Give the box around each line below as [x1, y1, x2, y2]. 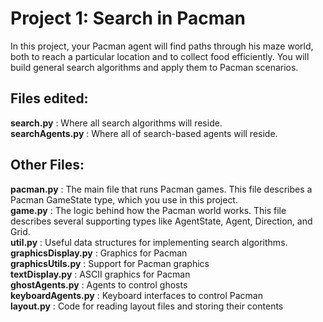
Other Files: [10, 157, 85, 174]
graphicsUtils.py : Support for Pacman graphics [10, 257, 210, 269]
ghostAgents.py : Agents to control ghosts [10, 278, 188, 291]
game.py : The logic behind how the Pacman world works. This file [10, 204, 287, 216]
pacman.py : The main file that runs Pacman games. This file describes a [10, 183, 313, 195]
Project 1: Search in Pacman [10, 7, 246, 30]
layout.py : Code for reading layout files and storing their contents [10, 300, 284, 312]
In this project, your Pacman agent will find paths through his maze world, [10, 40, 314, 52]
